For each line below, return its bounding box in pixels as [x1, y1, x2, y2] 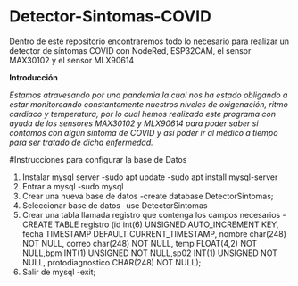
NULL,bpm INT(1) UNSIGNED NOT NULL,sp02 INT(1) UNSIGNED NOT [21, 248, 278, 258]
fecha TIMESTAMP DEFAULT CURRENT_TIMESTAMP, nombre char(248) [21, 228, 287, 239]
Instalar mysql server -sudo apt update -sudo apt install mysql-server [21, 172, 278, 182]
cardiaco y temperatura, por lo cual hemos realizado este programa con [9, 108, 277, 119]
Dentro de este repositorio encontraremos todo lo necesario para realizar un [9, 36, 290, 46]
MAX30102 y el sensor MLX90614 [9, 55, 135, 65]
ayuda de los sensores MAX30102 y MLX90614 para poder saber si [9, 118, 259, 129]
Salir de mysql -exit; [21, 266, 96, 277]
